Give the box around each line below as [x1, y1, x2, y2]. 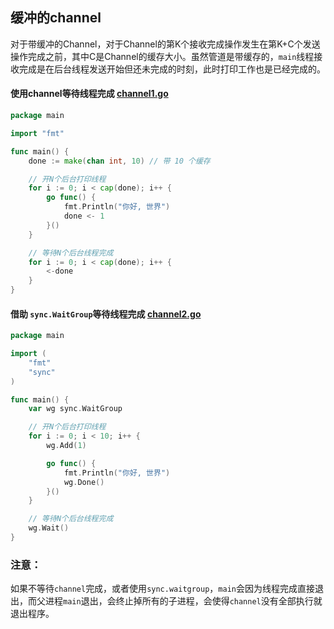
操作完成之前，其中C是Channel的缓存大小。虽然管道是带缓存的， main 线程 [10, 50, 315, 62]
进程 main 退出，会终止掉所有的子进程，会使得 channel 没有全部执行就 [44, 595, 323, 607]
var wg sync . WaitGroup [28, 404, 123, 414]
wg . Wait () [28, 523, 70, 533]
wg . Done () [63, 477, 105, 487]
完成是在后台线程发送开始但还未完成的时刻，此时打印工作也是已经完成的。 [18, 63, 326, 75]
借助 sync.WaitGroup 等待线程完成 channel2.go [10, 308, 202, 320]
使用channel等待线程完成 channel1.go [10, 88, 169, 100]
